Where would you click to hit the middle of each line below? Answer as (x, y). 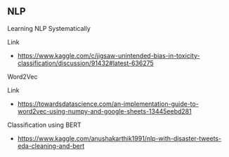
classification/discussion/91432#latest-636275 (86, 63)
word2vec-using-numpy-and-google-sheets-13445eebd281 (104, 111)
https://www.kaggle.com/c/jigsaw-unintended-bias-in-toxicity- (109, 55)
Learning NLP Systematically (49, 28)
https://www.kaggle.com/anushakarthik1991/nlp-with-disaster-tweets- (119, 138)
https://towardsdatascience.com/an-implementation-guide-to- (108, 104)
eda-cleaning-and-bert (51, 146)
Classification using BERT (45, 125)
